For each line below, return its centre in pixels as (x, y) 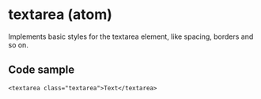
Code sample (42, 70)
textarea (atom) (61, 15)
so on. (19, 44)
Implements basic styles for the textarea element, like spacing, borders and (131, 36)
